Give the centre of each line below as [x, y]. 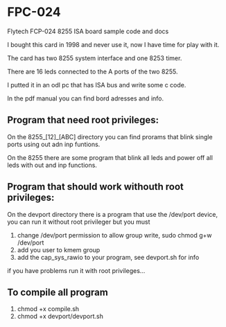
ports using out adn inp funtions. [54, 144]
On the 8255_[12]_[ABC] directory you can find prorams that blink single [110, 136]
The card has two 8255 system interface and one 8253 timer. [95, 58]
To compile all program [58, 292]
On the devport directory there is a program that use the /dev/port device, [113, 214]
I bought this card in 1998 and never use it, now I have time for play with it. [113, 44]
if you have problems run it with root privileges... [76, 270]
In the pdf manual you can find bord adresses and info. [86, 98]
